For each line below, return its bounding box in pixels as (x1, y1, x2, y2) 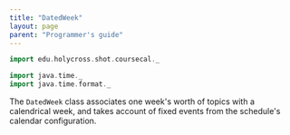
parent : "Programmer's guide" (9, 30, 124, 39)
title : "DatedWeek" (9, 13, 83, 23)
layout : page (9, 22, 59, 31)
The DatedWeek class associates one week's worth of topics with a (9, 96, 256, 107)
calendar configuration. (9, 115, 97, 126)
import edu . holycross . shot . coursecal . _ (9, 55, 160, 64)
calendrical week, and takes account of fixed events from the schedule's (9, 106, 281, 116)
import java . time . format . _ (9, 80, 111, 89)
